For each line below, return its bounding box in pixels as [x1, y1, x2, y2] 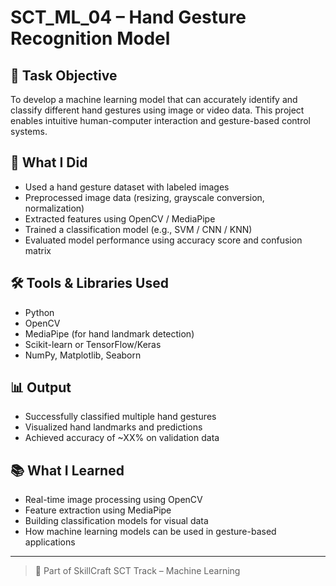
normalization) [24, 202, 85, 214]
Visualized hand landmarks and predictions [24, 421, 203, 433]
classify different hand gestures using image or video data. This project [10, 104, 305, 116]
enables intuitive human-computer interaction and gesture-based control [10, 115, 311, 126]
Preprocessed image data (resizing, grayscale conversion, [24, 191, 265, 203]
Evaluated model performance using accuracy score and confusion [24, 234, 303, 246]
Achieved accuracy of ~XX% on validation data [24, 432, 220, 444]
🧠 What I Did [10, 154, 88, 171]
